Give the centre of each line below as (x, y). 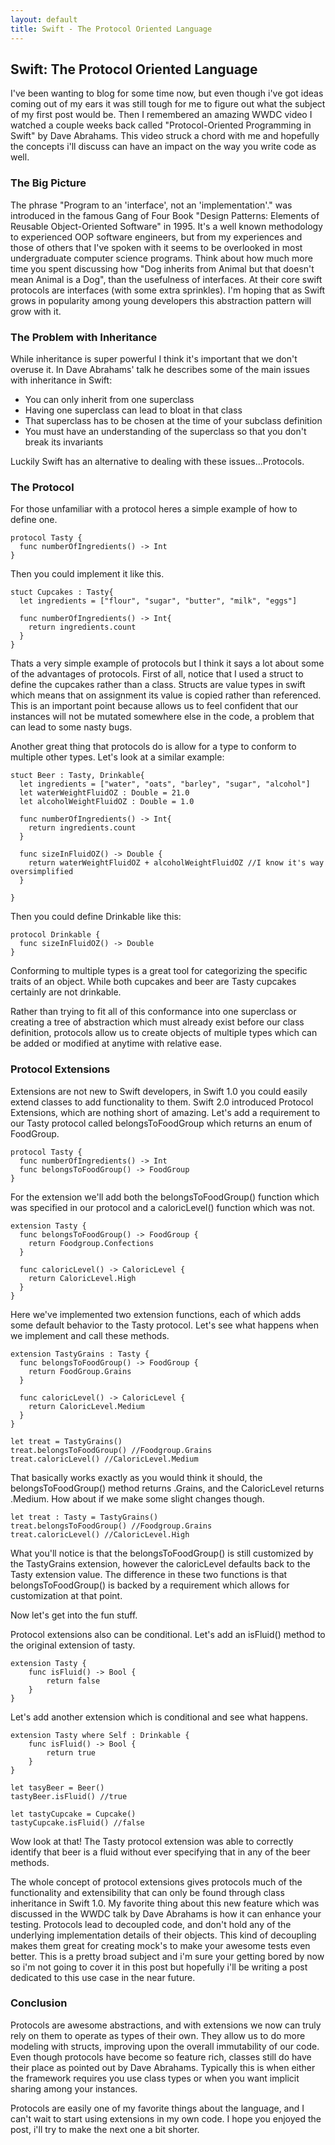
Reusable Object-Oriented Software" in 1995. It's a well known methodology (166, 226)
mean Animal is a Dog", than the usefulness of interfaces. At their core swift (166, 279)
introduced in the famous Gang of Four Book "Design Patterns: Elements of (165, 215)
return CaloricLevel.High (82, 1278)
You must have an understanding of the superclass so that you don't (165, 431)
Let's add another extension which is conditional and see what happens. (159, 1717)
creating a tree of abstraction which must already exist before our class (157, 1022)
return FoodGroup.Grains (80, 1371)
